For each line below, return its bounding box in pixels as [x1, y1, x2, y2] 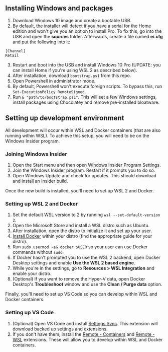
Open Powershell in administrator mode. [12, 78, 96, 84]
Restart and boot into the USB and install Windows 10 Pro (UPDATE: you [12, 61, 161, 67]
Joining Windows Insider [5, 151, 67, 158]
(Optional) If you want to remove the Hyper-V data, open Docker [12, 276, 145, 282]
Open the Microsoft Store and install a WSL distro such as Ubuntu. [12, 223, 149, 229]
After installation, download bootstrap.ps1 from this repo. [12, 73, 131, 79]
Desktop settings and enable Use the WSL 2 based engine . [12, 260, 135, 266]
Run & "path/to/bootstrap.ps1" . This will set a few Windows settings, [12, 94, 157, 100]
